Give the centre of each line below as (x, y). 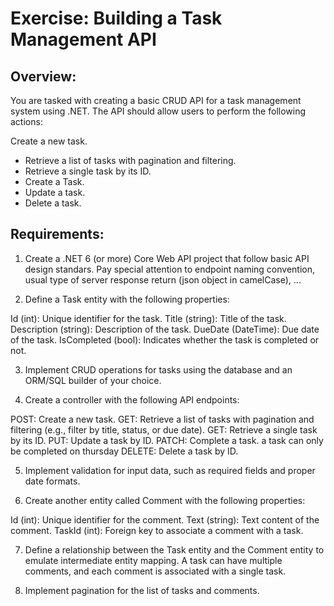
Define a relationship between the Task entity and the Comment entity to (174, 549)
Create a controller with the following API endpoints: (132, 399)
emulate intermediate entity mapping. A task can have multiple (153, 560)
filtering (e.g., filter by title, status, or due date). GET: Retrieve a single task (164, 429)
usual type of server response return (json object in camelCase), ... (163, 279)
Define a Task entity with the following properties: (127, 299)
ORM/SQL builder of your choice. (93, 380)
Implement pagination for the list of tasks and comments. (142, 590)
